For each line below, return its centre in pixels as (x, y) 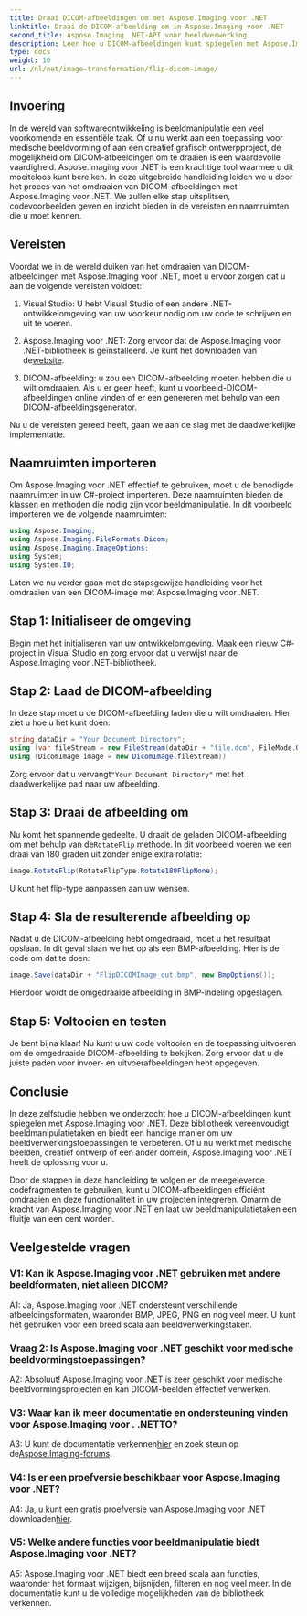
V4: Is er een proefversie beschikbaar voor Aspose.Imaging (145, 1478)
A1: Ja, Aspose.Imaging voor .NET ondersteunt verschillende (123, 1305)
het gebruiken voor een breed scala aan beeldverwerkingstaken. (131, 1324)
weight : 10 (30, 60)
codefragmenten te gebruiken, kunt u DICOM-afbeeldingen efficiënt (138, 1189)
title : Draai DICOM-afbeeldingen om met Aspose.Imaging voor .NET (138, 18)
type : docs (30, 52)
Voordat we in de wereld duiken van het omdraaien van (113, 266)
